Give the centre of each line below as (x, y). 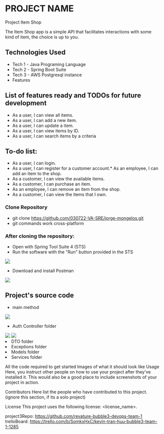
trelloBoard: (17, 421)
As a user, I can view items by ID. (46, 130)
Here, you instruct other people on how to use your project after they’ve (78, 372)
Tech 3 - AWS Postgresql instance (47, 75)
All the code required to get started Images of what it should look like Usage (82, 367)
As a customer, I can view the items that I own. (59, 194)
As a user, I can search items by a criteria (54, 136)
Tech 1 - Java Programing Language (49, 64)
